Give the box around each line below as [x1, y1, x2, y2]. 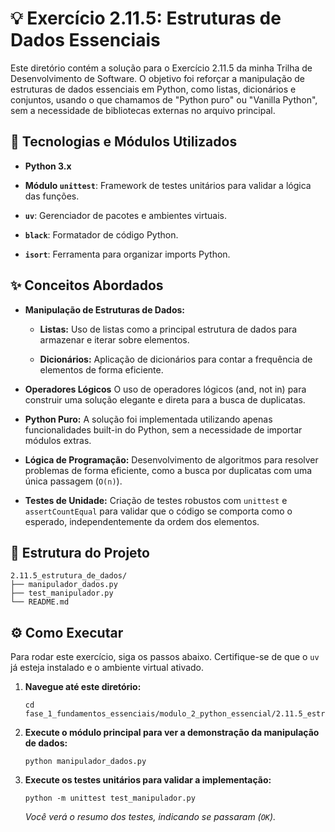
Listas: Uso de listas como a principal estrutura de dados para [39, 323, 298, 335]
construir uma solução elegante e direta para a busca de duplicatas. [24, 393, 306, 406]
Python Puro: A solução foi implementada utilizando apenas [24, 413, 273, 425]
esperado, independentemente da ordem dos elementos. [24, 515, 260, 527]
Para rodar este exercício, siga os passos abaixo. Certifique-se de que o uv [10, 651, 320, 663]
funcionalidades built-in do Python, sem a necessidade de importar [24, 423, 303, 436]
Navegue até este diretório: [24, 681, 142, 693]
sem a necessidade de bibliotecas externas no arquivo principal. [10, 104, 276, 116]
